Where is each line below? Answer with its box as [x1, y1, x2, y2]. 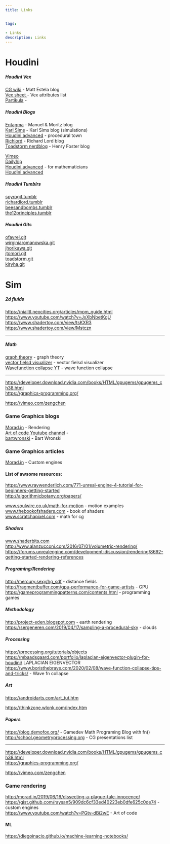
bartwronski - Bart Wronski [5, 435, 62, 441]
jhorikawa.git [5, 245, 32, 251]
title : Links [5, 7, 33, 13]
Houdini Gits [5, 221, 32, 227]
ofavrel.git [5, 234, 27, 240]
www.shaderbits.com [5, 538, 50, 544]
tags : [5, 21, 17, 26]
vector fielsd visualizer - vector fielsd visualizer [5, 360, 104, 366]
